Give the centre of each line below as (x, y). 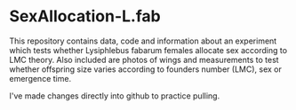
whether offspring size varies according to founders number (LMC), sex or (146, 69)
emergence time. (40, 78)
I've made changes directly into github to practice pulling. (115, 96)
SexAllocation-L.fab (85, 16)
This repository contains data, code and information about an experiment (143, 41)
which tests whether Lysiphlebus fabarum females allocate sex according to (148, 50)
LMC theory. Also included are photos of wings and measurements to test (144, 59)
